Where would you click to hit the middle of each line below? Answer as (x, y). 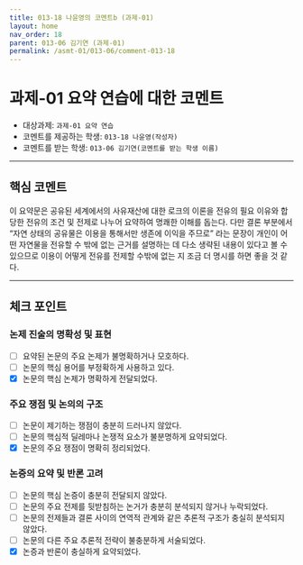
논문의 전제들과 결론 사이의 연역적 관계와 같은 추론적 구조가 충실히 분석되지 (154, 517)
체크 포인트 (38, 307)
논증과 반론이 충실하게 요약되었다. (82, 551)
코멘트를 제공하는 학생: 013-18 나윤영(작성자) (100, 137)
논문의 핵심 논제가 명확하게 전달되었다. (90, 378)
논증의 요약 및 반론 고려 (56, 474)
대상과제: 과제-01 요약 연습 (68, 125)
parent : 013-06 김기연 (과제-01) (68, 43)
